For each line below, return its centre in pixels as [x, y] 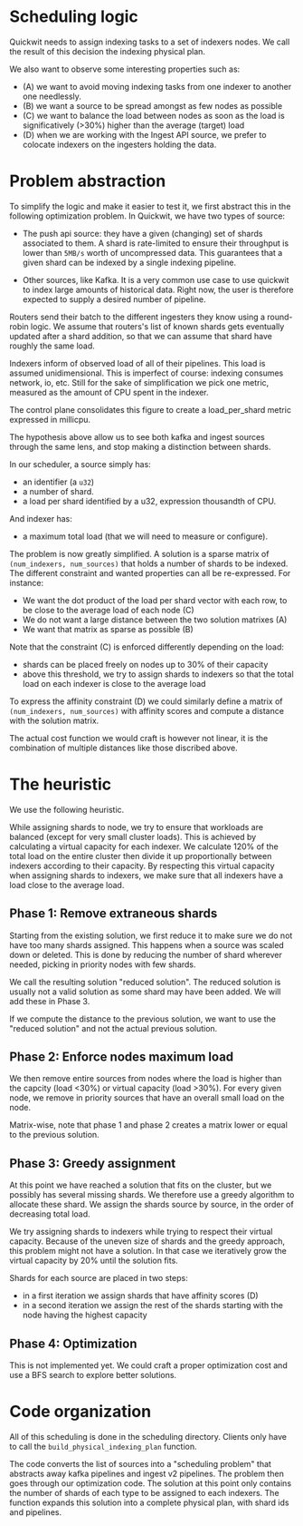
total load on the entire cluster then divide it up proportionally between [141, 856]
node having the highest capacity [85, 1315]
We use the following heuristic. [67, 809]
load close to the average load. [67, 885]
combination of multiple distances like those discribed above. [123, 748]
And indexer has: [41, 518]
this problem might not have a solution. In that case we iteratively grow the [148, 1251]
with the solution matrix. [54, 720]
